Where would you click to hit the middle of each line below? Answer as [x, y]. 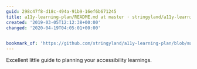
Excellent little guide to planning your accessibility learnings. [79, 60]
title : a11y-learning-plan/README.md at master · [68, 17]
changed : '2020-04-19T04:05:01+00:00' [53, 28]
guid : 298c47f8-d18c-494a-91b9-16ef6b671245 [61, 11]
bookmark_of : [22, 44]
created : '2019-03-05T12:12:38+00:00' [53, 22]
